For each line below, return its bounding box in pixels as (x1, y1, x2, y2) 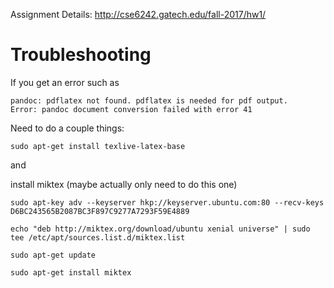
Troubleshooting (10, 44, 152, 66)
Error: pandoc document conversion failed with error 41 (10, 104, 253, 114)
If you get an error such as (10, 76, 120, 88)
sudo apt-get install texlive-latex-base (10, 141, 186, 151)
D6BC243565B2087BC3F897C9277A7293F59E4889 (10, 206, 190, 216)
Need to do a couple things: (10, 122, 125, 134)
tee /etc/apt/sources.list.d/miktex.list (10, 232, 186, 243)
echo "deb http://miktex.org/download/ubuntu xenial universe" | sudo (10, 224, 311, 234)
